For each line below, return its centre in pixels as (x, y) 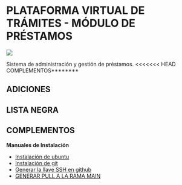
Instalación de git (37, 163)
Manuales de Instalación (38, 145)
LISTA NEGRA (33, 110)
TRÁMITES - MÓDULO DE (71, 23)
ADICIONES (28, 89)
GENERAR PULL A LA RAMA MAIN (58, 176)
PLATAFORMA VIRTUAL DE (76, 11)
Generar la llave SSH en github (53, 169)
